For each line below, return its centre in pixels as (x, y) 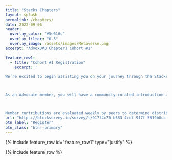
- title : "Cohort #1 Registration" (48, 62)
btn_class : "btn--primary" (34, 127)
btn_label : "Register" (29, 122)
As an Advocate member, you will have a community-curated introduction (84, 95)
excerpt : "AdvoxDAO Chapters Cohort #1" (49, 48)
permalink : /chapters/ (29, 20)
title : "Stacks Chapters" (33, 10)
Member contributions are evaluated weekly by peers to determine (78, 113)
